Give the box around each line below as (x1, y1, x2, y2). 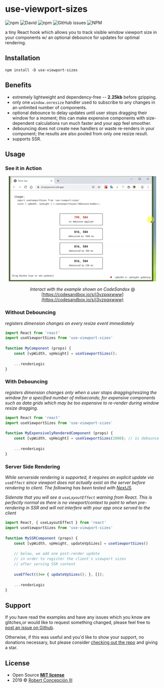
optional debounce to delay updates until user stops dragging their (12, 110, 147, 116)
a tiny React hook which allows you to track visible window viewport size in (5, 29, 157, 35)
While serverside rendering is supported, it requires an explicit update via (5, 475, 154, 480)
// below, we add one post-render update (14, 551, 100, 556)
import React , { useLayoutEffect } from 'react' (5, 520, 107, 525)
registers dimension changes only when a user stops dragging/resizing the (5, 389, 157, 395)
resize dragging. (5, 405, 38, 411)
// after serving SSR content (14, 562, 76, 567)
